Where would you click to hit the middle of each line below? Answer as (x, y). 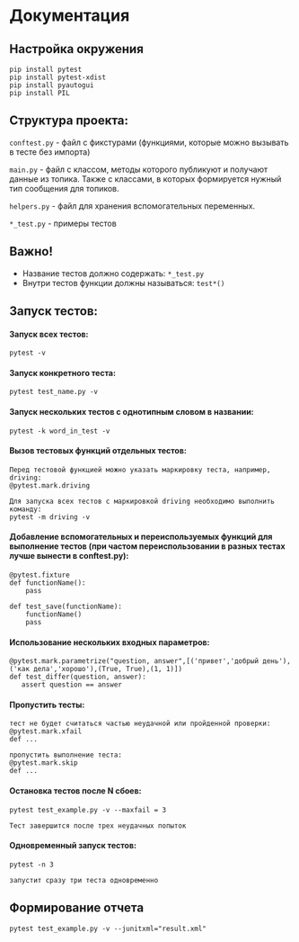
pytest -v (28, 353)
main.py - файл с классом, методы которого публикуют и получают (138, 169)
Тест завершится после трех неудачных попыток (98, 825)
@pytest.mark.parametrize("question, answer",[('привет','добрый (134, 661)
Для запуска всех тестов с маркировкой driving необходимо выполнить (142, 501)
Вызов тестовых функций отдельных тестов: (98, 451)
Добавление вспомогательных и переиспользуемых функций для (141, 537)
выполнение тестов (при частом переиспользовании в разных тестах (147, 546)
